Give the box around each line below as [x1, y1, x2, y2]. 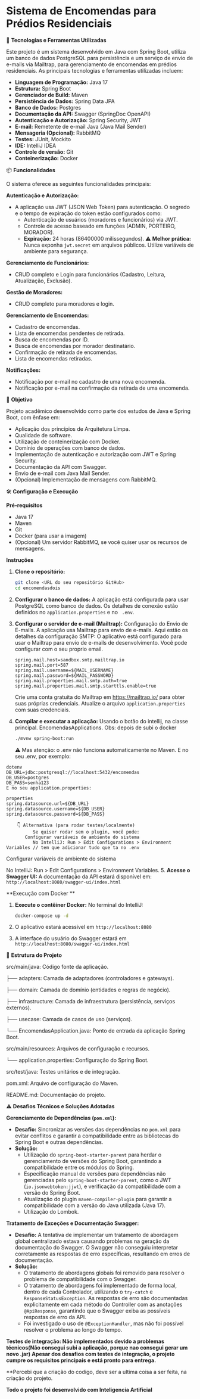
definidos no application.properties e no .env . [14, 608, 135, 615]
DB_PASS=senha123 [6, 779, 49, 786]
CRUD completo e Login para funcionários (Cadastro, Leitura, [14, 271, 165, 278]
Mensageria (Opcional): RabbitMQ [14, 129, 101, 136]
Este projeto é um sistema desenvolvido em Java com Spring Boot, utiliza [6, 48, 186, 55]
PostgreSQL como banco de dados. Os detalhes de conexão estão [14, 602, 179, 609]
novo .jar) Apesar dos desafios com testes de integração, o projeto [6, 1351, 175, 1358]
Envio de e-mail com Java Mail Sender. [14, 470, 111, 477]
